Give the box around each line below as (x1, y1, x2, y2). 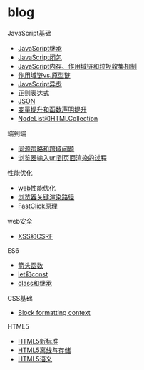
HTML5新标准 (17, 336, 59, 345)
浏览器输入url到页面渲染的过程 (17, 153, 107, 161)
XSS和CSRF (17, 231, 53, 240)
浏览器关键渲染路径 (17, 192, 75, 201)
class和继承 (17, 279, 52, 287)
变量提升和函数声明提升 (17, 105, 87, 114)
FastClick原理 (17, 201, 58, 210)
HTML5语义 (17, 354, 53, 363)
